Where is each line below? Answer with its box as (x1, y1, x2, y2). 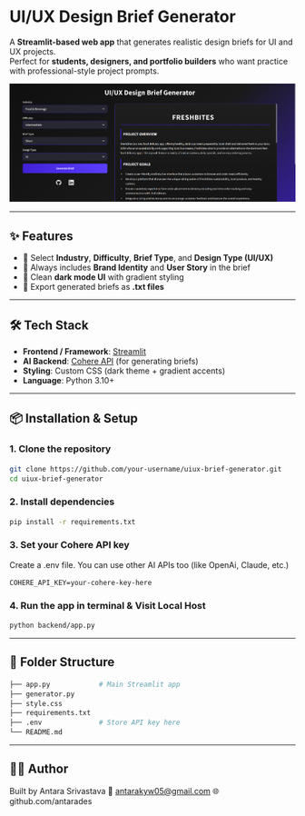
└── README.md (9, 728, 64, 737)
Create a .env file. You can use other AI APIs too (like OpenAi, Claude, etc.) (9, 559, 290, 570)
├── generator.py (9, 689, 75, 699)
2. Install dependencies (9, 495, 115, 508)
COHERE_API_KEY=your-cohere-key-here (9, 578, 152, 587)
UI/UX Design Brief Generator (9, 6, 236, 27)
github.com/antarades (9, 795, 93, 806)
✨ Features (9, 228, 74, 244)
